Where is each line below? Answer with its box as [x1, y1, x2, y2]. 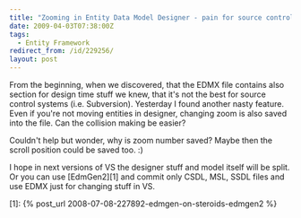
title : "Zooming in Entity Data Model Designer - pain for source [9, 13, 262, 22]
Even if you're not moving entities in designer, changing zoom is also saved [9, 109, 288, 118]
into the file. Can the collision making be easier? [9, 118, 186, 128]
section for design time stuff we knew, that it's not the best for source [9, 89, 266, 100]
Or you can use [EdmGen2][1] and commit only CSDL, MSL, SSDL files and [9, 171, 285, 182]
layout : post [9, 55, 58, 64]
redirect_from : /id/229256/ [9, 47, 115, 56]
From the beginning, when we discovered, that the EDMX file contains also [9, 80, 285, 90]
